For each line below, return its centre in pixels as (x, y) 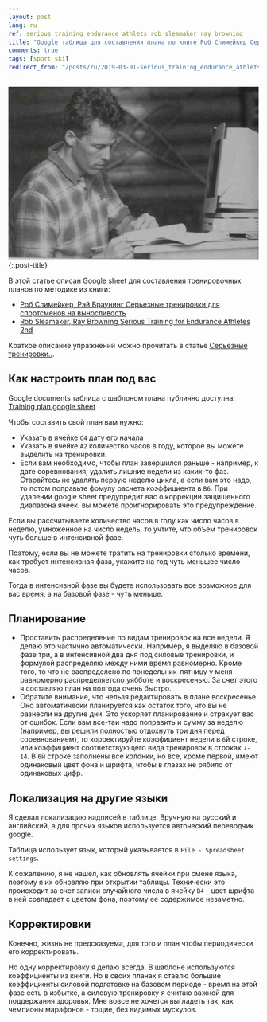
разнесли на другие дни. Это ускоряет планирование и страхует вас (137, 714)
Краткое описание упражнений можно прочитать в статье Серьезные (128, 345)
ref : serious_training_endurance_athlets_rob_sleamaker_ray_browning (126, 33)
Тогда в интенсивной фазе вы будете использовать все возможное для (130, 585)
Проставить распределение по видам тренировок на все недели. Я (135, 638)
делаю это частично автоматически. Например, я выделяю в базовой (139, 646)
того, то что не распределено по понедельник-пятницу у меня (126, 672)
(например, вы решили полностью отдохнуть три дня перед (122, 731)
